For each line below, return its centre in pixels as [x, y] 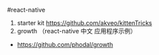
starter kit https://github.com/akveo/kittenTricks [84, 23]
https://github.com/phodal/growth [65, 44]
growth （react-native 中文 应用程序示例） [77, 31]
